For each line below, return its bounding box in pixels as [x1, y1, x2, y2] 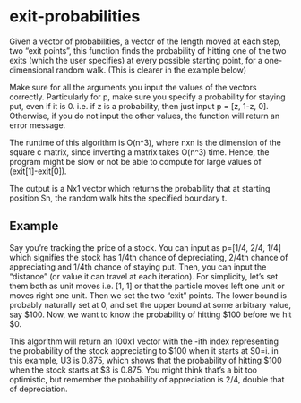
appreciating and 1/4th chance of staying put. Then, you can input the [9, 262, 267, 272]
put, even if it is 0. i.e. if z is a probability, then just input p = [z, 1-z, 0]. [9, 100, 269, 111]
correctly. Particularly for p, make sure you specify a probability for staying [9, 91, 286, 102]
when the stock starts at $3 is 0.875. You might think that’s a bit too [9, 364, 258, 375]
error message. [9, 119, 66, 131]
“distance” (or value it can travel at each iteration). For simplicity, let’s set [9, 270, 279, 281]
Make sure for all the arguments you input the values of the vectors [9, 81, 257, 92]
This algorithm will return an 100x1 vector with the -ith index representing [9, 336, 279, 347]
